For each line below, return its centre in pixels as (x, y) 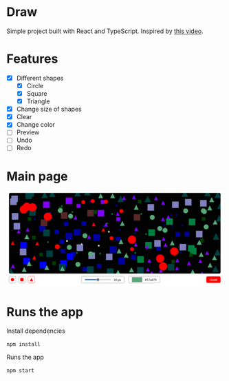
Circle (35, 85)
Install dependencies (36, 331)
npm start (21, 371)
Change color (36, 125)
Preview (28, 132)
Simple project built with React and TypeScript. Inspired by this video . (105, 31)
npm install (23, 344)
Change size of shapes (49, 109)
